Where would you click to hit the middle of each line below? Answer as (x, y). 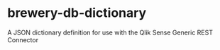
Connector (23, 39)
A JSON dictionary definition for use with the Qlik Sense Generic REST (110, 32)
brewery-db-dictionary (77, 13)
